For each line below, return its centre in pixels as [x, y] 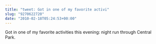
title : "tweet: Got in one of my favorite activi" [57, 9]
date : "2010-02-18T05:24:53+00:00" [41, 18]
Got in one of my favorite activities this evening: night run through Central [78, 32]
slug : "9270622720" [25, 14]
